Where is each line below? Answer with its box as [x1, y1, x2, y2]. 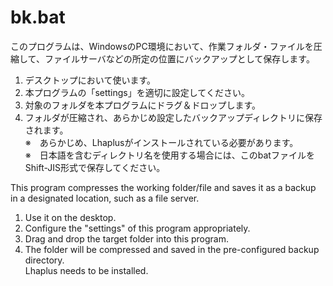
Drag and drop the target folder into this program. [24, 232, 230, 245]
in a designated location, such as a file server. [10, 192, 200, 204]
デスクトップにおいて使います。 [24, 74, 156, 86]
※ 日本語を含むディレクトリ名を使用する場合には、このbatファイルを [24, 149, 315, 161]
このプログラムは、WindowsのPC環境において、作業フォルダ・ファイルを [10, 40, 314, 52]
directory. [24, 254, 65, 266]
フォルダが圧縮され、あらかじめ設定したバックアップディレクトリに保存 [24, 111, 323, 123]
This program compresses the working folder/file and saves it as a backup [10, 181, 317, 193]
